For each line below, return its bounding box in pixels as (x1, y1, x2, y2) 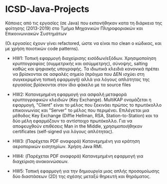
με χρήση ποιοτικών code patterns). (5, 45, 79, 51)
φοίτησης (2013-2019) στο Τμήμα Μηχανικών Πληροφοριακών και (5, 25, 143, 31)
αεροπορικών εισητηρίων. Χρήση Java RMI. (12, 143, 103, 149)
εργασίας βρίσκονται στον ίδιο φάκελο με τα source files (12, 81, 131, 88)
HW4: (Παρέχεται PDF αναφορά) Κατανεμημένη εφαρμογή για (12, 153, 144, 159)
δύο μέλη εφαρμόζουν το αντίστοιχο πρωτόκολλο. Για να (12, 118, 133, 124)
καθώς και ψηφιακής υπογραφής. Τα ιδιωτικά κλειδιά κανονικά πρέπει (12, 66, 160, 72)
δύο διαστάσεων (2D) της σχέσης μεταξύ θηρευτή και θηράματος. (12, 173, 151, 179)
